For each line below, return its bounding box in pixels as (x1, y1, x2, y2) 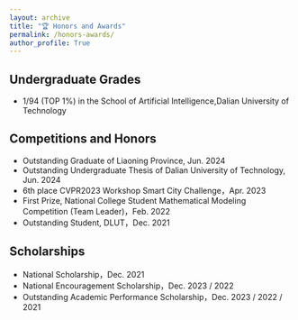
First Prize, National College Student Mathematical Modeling (22, 195, 247, 206)
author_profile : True (9, 38, 91, 48)
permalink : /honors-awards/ (9, 30, 115, 39)
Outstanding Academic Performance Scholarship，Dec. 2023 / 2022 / (22, 291, 283, 302)
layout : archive (9, 13, 70, 23)
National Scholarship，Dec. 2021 (22, 269, 145, 279)
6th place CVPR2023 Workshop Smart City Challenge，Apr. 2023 (22, 185, 266, 196)
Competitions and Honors (9, 132, 158, 147)
